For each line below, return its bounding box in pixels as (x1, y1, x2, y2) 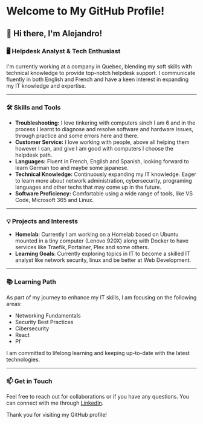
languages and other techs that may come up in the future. (14, 183, 162, 191)
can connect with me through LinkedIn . (6, 399, 104, 406)
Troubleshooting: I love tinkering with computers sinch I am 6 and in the (14, 119, 196, 126)
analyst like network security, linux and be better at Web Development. (14, 256, 192, 264)
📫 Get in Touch (6, 377, 53, 385)
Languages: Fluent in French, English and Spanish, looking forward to (14, 158, 189, 165)
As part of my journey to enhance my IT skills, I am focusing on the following (6, 293, 197, 301)
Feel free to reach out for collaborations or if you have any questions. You (6, 393, 189, 400)
